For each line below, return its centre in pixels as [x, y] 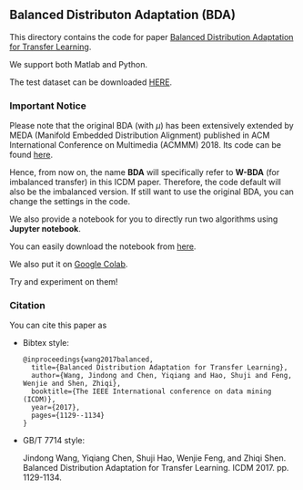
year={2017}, [56, 408]
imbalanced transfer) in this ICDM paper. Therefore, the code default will [146, 182]
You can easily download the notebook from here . [103, 246]
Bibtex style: [46, 343]
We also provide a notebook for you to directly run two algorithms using [144, 219]
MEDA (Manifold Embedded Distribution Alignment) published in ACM [140, 135]
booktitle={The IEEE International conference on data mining [151, 391]
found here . [31, 155]
